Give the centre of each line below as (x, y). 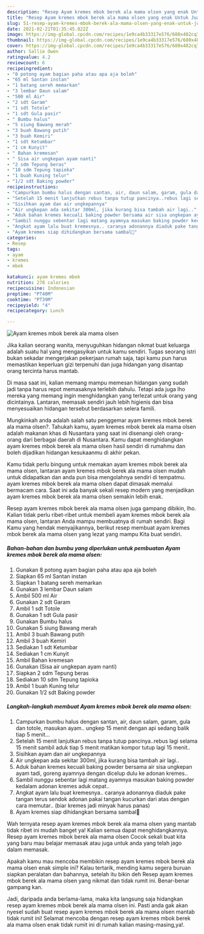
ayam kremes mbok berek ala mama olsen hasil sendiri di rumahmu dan (96, 446)
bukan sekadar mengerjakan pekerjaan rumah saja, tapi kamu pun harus (97, 358)
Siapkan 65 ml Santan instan (51, 576)
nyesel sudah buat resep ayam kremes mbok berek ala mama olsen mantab (101, 912)
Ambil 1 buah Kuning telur (47, 686)
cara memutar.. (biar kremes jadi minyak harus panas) (83, 806)
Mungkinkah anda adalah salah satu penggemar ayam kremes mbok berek (100, 420)
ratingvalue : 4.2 (29, 57)
